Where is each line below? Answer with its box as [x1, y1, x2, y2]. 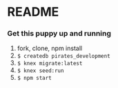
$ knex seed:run [17, 67, 64, 74]
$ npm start [17, 75, 52, 82]
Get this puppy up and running [7, 29, 112, 38]
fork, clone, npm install [17, 44, 83, 52]
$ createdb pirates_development [17, 53, 110, 60]
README [7, 4, 59, 20]
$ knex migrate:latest [17, 60, 83, 67]
